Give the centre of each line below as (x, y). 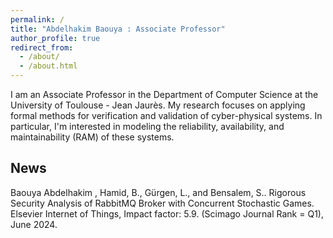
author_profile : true (55, 38)
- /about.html (48, 66)
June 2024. (34, 224)
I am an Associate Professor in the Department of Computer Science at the (164, 94)
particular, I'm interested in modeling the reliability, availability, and (147, 126)
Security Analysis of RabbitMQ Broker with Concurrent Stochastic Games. (162, 203)
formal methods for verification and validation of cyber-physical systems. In (166, 115)
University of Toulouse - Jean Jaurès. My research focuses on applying (158, 105)
